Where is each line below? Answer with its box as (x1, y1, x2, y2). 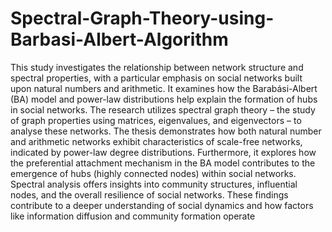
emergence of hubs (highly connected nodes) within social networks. (10, 167, 297, 179)
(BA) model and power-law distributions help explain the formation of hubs (10, 93, 318, 105)
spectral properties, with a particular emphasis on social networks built (10, 72, 303, 84)
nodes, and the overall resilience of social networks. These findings (10, 188, 289, 201)
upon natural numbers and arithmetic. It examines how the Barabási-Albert (10, 82, 318, 94)
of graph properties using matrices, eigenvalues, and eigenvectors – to (10, 114, 302, 126)
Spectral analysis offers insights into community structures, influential (10, 178, 298, 190)
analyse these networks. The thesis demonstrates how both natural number (10, 125, 322, 137)
